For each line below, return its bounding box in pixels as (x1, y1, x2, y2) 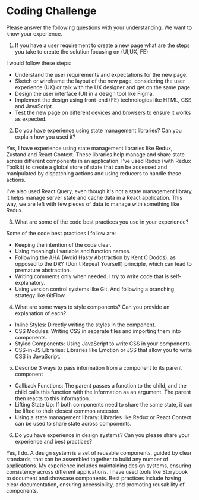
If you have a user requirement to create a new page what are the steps (14, 42, 190, 49)
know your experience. (6, 30, 62, 37)
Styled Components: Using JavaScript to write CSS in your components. (14, 340, 192, 347)
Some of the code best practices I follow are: (6, 229, 116, 237)
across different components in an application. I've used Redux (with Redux (6, 157, 191, 164)
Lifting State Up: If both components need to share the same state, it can (14, 401, 193, 408)
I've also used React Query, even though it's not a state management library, (6, 187, 193, 194)
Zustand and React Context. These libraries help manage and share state (6, 150, 185, 158)
